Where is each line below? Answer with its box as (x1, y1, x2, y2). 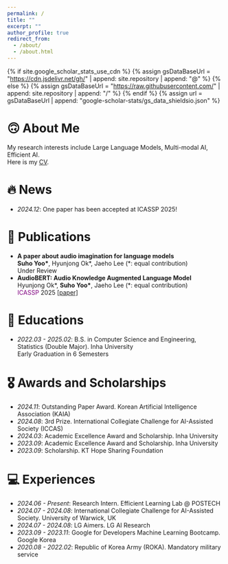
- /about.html (13, 49, 54, 56)
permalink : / (7, 10, 45, 17)
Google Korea (16, 535, 56, 543)
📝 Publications (7, 229, 91, 245)
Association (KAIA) (16, 409, 71, 418)
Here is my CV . (7, 157, 49, 166)
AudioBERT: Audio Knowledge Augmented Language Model (16, 273, 192, 282)
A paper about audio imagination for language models (16, 251, 174, 260)
